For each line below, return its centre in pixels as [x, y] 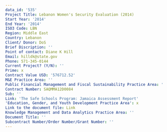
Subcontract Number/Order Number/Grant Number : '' [60, 122]
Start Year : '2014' [26, 19]
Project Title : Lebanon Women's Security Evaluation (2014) [70, 15]
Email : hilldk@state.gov [31, 56]
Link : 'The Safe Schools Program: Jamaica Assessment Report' [72, 98]
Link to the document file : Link [40, 108]
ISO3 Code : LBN [21, 29]
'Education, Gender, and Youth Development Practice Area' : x [72, 103]
